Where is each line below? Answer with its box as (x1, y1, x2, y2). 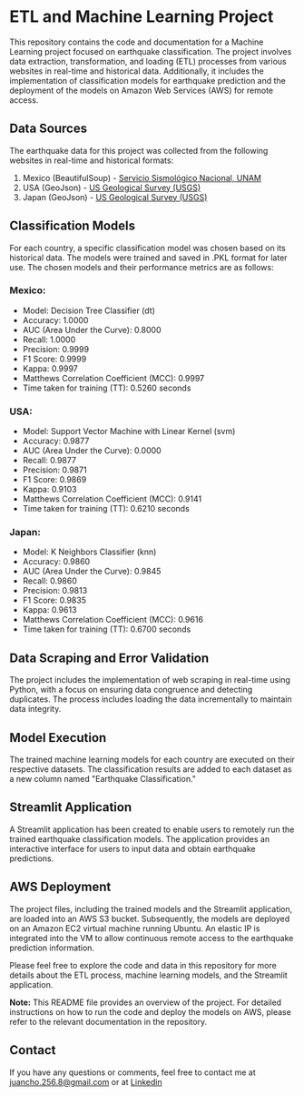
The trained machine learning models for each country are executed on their (9, 754, 295, 766)
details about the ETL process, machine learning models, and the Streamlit (9, 969, 288, 980)
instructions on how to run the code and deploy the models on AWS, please (9, 1006, 292, 1017)
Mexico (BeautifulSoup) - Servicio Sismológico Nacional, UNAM (22, 172, 261, 183)
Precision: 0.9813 (22, 585, 88, 596)
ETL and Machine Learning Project (9, 6, 274, 27)
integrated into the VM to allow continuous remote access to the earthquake (9, 932, 294, 943)
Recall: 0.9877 (22, 455, 77, 466)
